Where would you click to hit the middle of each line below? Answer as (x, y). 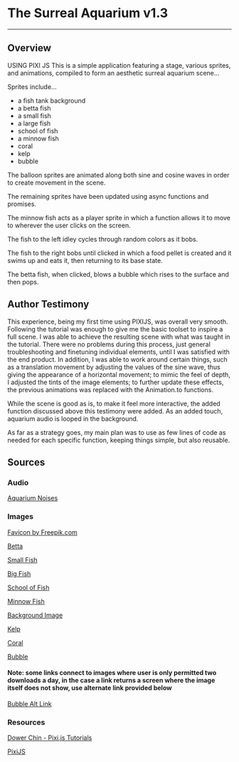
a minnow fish (38, 138)
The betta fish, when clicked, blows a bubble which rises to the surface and (118, 274)
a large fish (34, 123)
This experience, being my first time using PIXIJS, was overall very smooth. (118, 321)
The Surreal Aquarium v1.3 (88, 13)
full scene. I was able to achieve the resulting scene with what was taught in (119, 336)
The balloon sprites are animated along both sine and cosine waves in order (118, 175)
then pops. (23, 282)
